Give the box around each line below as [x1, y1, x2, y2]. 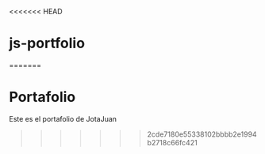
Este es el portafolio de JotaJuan [9, 114, 117, 123]
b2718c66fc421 [147, 137, 198, 147]
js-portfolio [9, 35, 86, 52]
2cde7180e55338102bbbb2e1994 [147, 130, 257, 139]
